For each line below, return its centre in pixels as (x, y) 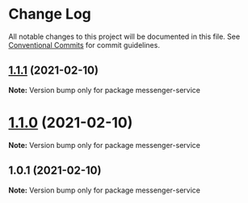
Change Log (50, 14)
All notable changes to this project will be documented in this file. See (124, 36)
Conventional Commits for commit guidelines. (84, 44)
